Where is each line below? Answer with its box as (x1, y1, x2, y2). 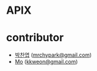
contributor (6, 31, 64, 45)
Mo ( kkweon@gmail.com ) (14, 58, 79, 66)
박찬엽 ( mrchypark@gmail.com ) (14, 51, 92, 58)
